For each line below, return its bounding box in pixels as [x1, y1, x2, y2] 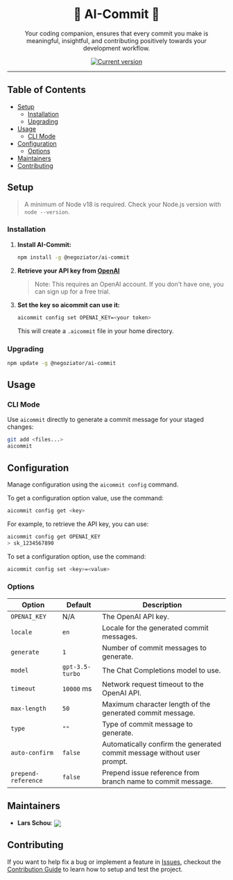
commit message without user [101, 747, 201, 757]
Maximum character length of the [101, 699, 211, 709]
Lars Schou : [17, 818, 53, 827]
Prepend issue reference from [101, 768, 200, 777]
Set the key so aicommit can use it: [17, 301, 120, 309]
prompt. [101, 756, 128, 766]
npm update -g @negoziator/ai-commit [7, 359, 116, 366]
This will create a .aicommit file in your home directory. [17, 326, 175, 335]
